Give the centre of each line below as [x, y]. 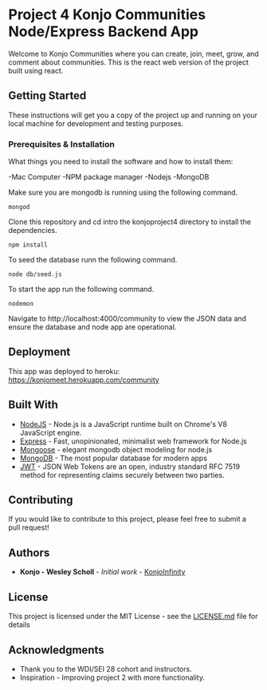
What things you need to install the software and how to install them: [121, 162]
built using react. [36, 70]
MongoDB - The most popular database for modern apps [113, 458]
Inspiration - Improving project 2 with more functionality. [112, 677]
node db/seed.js [35, 274]
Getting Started [47, 96]
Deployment [39, 352]
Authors [29, 552]
